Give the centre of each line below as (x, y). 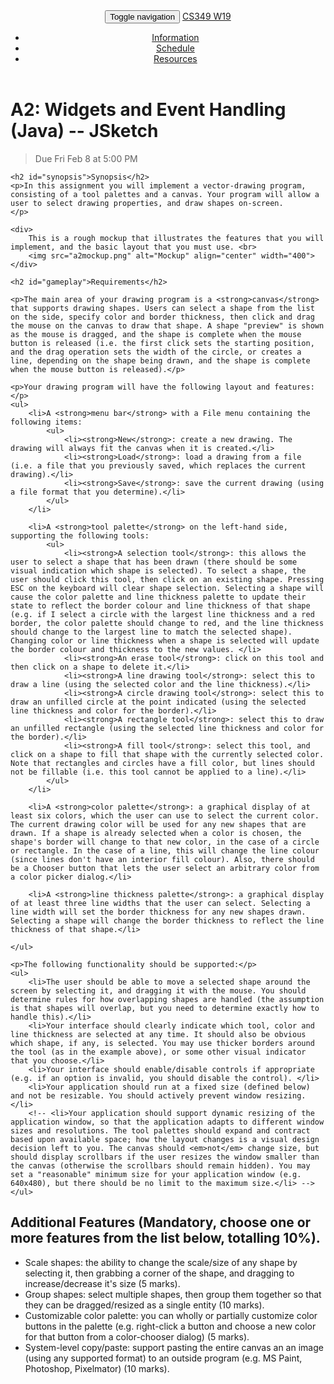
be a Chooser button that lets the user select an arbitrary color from (165, 868)
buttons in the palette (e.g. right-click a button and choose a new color (170, 1326)
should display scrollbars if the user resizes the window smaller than (165, 1157)
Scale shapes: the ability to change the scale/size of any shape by (161, 1262)
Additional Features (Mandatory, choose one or (161, 1222)
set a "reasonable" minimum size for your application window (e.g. (156, 1174)
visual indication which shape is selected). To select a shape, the (158, 570)
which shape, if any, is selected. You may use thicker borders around (162, 1043)
